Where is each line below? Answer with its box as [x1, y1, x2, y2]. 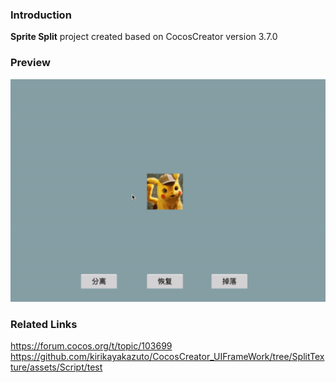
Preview [10, 56, 51, 70]
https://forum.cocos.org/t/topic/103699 [10, 340, 173, 352]
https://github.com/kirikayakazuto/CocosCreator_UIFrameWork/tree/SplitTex [10, 351, 325, 363]
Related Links [10, 317, 78, 331]
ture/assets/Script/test [10, 361, 103, 373]
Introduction [10, 8, 72, 22]
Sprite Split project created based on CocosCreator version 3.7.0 [10, 31, 278, 43]
